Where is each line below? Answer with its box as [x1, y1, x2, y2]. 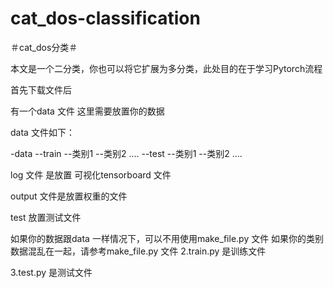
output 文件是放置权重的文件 [10, 190, 128, 202]
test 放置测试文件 [10, 211, 82, 223]
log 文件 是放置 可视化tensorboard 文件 [10, 168, 172, 181]
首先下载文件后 [10, 83, 72, 96]
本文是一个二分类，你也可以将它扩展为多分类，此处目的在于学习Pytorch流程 [10, 62, 323, 74]
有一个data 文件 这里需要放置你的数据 [10, 105, 165, 117]
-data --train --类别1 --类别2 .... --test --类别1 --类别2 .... [10, 147, 243, 159]
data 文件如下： [10, 126, 75, 138]
